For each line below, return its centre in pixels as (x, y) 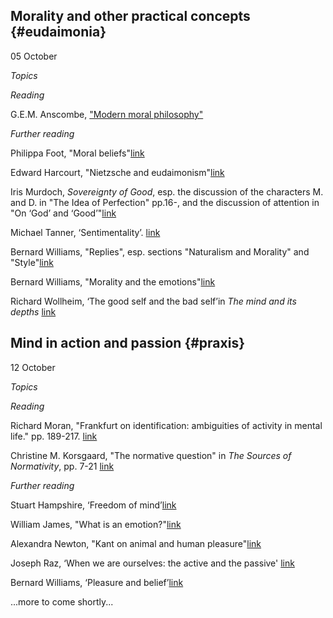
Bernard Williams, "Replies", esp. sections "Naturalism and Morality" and (160, 251)
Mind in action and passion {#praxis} (128, 343)
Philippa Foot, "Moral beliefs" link (77, 153)
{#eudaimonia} (58, 32)
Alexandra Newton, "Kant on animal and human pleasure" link (136, 543)
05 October (34, 56)
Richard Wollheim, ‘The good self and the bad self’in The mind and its (153, 301)
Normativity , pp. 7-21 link (62, 466)
